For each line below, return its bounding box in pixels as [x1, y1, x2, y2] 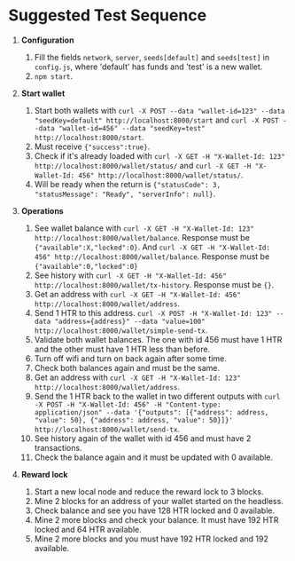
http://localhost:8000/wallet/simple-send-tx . [34, 325, 208, 336]
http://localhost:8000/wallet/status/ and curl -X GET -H [34, 160, 252, 170]
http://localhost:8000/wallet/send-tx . [34, 423, 181, 434]
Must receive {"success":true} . [34, 141, 151, 152]
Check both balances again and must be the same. [34, 362, 221, 373]
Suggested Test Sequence [8, 5, 207, 26]
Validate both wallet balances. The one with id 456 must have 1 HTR [34, 334, 283, 344]
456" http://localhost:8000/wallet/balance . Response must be [34, 250, 270, 262]
